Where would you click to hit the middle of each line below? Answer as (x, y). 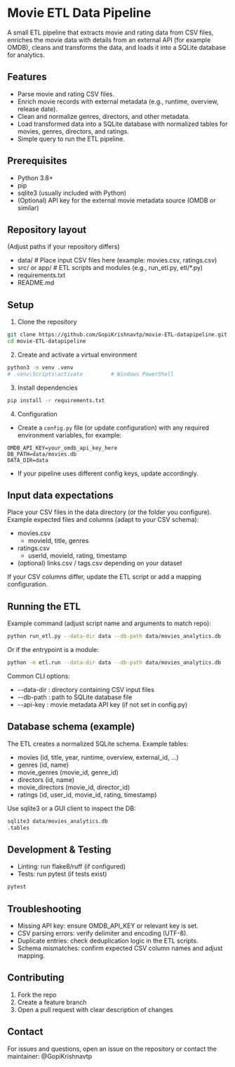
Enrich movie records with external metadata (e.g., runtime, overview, (118, 101)
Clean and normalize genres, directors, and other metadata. (104, 116)
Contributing (36, 978)
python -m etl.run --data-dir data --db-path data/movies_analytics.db (114, 663)
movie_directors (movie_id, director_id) (74, 787)
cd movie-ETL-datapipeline (47, 341)
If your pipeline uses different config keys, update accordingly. (108, 473)
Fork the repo (37, 995)
